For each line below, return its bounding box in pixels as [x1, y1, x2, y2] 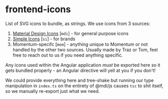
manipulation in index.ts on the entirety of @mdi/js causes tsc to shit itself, [5, 83, 164, 89]
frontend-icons [5, 4, 71, 15]
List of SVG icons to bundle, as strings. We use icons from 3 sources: [5, 20, 151, 27]
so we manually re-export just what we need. [5, 88, 100, 94]
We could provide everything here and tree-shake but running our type [5, 77, 154, 83]
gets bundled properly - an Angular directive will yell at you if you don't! [5, 67, 156, 73]
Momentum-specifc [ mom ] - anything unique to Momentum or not [12, 41, 148, 47]
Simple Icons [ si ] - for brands [12, 36, 75, 42]
